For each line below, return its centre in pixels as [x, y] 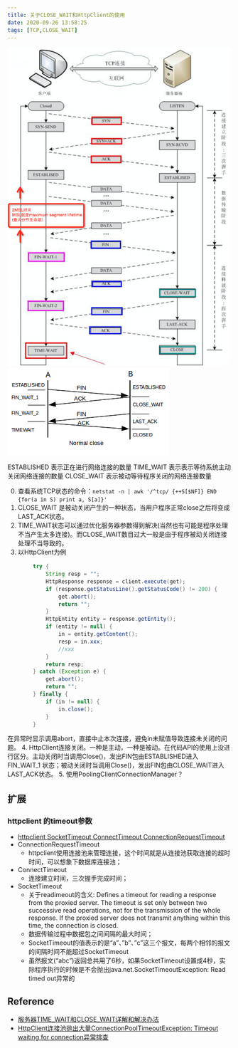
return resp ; [64, 664]
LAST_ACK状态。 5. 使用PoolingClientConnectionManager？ [95, 774]
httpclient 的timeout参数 [50, 821]
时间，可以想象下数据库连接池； [75, 862]
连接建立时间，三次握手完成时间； [78, 879]
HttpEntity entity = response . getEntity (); [110, 619]
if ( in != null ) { [72, 701]
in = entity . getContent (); [98, 634]
